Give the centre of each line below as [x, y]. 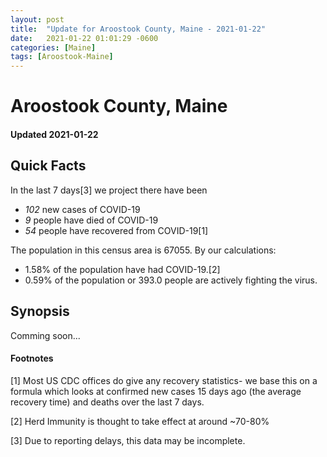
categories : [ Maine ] [53, 47]
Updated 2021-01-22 [54, 134]
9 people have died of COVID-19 [91, 220]
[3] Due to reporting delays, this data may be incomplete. [128, 440]
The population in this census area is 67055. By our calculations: [143, 250]
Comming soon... [45, 335]
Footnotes [32, 358]
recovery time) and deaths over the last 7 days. [107, 402]
